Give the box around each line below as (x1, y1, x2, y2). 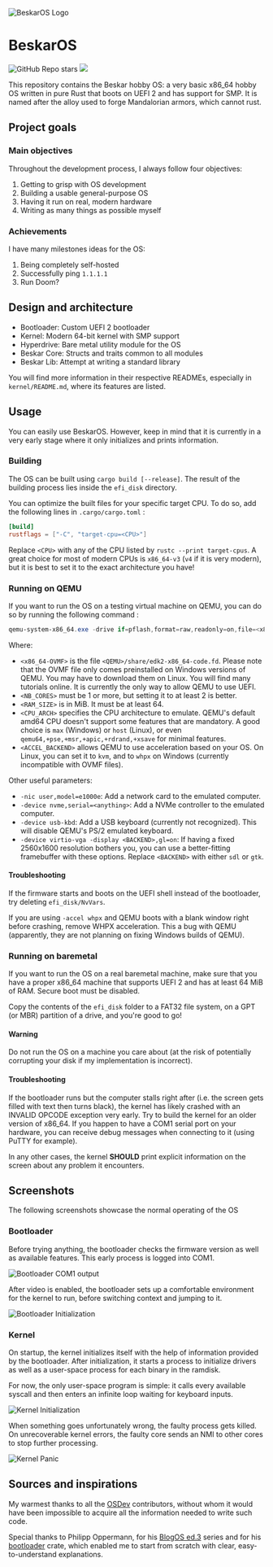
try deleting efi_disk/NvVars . (8, 897, 106, 906)
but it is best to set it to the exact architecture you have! (8, 562, 195, 572)
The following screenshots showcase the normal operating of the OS (8, 1205, 239, 1216)
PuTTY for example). (8, 1136, 78, 1146)
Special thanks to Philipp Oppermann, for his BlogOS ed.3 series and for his (8, 1532, 262, 1542)
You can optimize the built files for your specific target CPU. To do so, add (8, 498, 257, 508)
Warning (8, 1029, 38, 1039)
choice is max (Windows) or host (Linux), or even (19, 725, 182, 735)
